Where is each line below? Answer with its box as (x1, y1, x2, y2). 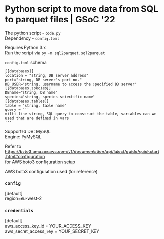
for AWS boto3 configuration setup (5, 159, 76, 165)
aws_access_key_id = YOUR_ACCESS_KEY (5, 223, 92, 229)
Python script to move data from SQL (5, 3, 159, 15)
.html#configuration (5, 153, 45, 159)
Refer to (5, 143, 21, 149)
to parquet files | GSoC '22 (5, 14, 115, 25)
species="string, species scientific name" (5, 94, 95, 99)
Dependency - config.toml (5, 35, 60, 41)
